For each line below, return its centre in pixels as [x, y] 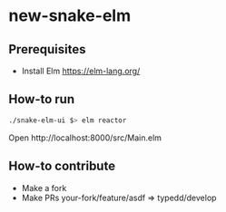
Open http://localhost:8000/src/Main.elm [85, 138]
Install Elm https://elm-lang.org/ [81, 71]
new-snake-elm [70, 16]
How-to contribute [62, 166]
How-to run [41, 99]
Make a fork [44, 188]
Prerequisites [47, 49]
